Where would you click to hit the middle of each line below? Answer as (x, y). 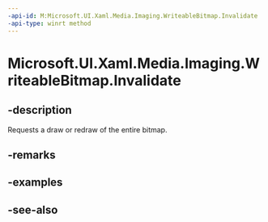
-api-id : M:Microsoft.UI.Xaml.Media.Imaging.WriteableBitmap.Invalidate (133, 16)
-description (40, 110)
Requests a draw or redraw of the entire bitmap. (87, 129)
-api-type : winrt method (49, 23)
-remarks (32, 155)
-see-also (33, 209)
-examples (35, 182)
